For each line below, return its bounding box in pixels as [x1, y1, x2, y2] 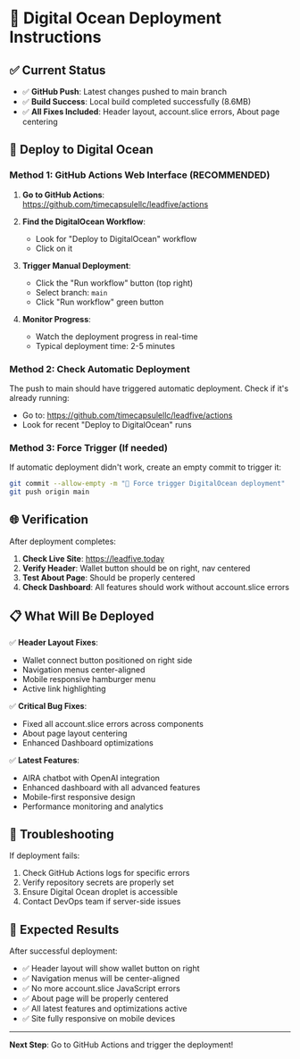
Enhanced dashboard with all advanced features [21, 781, 201, 793]
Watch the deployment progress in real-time [35, 330, 198, 342]
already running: [9, 392, 70, 403]
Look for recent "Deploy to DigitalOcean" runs [21, 419, 192, 429]
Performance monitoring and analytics [21, 801, 163, 812]
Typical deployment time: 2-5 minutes [35, 340, 176, 351]
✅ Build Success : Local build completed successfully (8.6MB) [21, 96, 252, 106]
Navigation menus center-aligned [21, 664, 146, 675]
